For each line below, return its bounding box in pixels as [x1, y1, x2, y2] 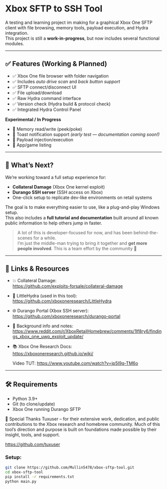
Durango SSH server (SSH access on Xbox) [12, 189, 103, 195]
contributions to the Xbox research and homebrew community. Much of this [5, 421, 161, 427]
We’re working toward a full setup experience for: [5, 174, 106, 180]
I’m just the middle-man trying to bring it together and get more [17, 240, 148, 246]
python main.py [5, 479, 37, 484]
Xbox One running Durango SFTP [12, 406, 81, 412]
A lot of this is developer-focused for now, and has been [17, 229, 133, 235]
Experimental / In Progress [5, 116, 61, 122]
